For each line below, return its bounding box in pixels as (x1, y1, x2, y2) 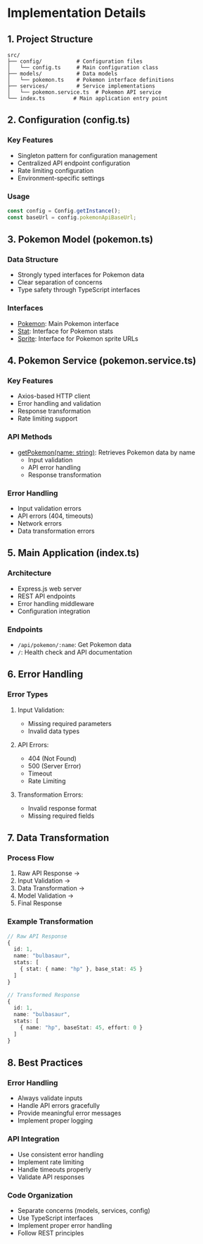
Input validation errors (17, 505, 82, 512)
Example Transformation (7, 917, 93, 926)
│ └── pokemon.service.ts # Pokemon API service (7, 89, 162, 96)
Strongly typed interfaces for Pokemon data (17, 270, 145, 279)
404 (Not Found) (27, 754, 77, 763)
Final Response (17, 899, 63, 907)
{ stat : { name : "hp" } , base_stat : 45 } (20, 965, 143, 973)
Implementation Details (7, 5, 146, 21)
